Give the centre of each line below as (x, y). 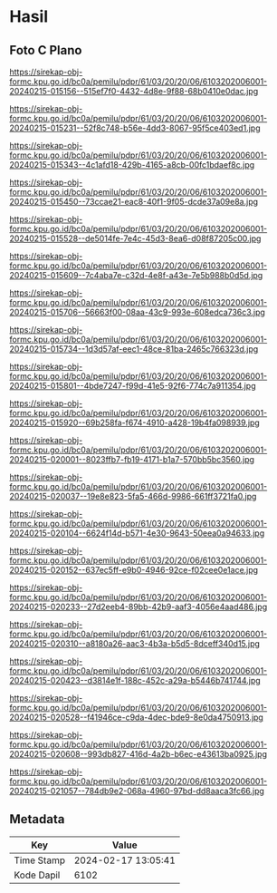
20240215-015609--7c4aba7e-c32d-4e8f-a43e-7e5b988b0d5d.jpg (136, 275)
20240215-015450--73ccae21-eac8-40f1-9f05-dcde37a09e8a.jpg (134, 202)
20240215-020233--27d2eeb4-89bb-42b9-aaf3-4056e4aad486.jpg (138, 607)
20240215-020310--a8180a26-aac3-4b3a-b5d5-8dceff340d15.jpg (135, 644)
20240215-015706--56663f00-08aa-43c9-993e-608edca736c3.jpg (137, 312)
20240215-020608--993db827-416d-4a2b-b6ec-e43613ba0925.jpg (138, 754)
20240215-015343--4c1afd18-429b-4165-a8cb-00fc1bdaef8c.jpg (132, 165)
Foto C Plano (46, 50)
